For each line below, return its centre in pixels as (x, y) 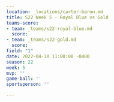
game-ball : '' (24, 79)
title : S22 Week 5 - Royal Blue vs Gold (58, 17)
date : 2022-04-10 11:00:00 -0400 (48, 56)
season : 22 (20, 62)
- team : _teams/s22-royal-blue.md (49, 28)
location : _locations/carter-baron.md (55, 12)
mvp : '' (16, 73)
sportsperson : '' (28, 85)
